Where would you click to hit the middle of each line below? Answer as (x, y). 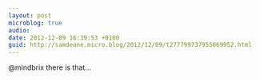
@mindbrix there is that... (50, 67)
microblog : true (35, 23)
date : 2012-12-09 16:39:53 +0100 (64, 38)
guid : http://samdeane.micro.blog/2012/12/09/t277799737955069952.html (130, 45)
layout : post (30, 15)
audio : (19, 30)
